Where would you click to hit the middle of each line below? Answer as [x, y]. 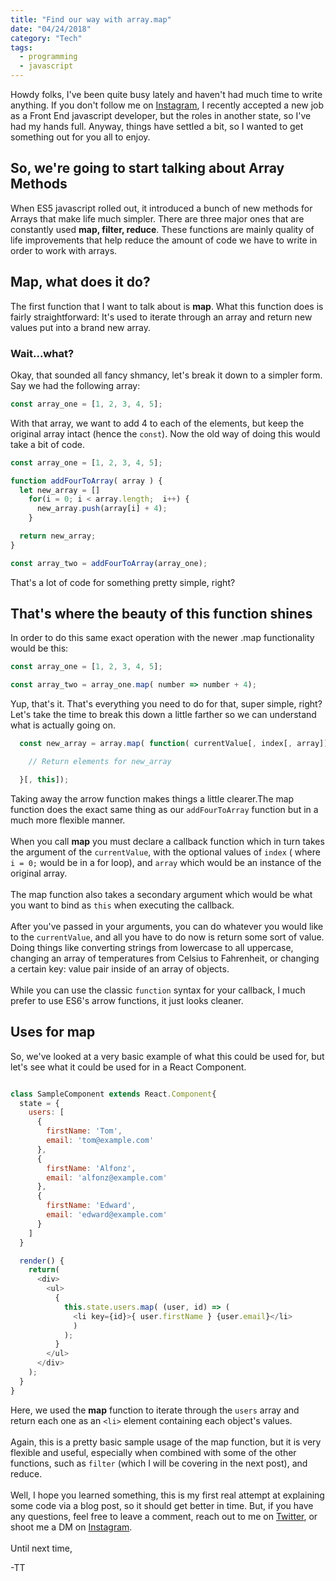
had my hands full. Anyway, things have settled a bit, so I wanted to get [157, 126]
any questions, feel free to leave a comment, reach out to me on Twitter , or [164, 1516]
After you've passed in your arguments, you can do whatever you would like [167, 926]
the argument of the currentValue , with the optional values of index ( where [165, 852]
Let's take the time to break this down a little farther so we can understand [163, 715]
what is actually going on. [63, 725]
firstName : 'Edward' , [91, 1206]
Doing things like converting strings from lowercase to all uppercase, [152, 947]
